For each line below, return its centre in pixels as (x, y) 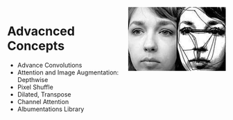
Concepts (36, 46)
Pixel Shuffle (35, 87)
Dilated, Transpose (44, 94)
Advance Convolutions (50, 65)
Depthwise (33, 79)
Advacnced (41, 31)
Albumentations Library (51, 109)
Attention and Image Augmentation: (68, 72)
